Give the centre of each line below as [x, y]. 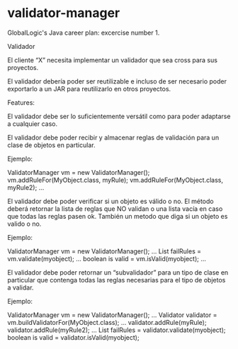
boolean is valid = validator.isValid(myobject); [73, 337]
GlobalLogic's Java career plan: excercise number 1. [84, 33]
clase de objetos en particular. [51, 145]
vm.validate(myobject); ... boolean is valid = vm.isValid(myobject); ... [107, 258]
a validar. [21, 287]
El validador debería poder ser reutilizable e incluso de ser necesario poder [117, 81]
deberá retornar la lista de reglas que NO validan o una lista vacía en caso [115, 208]
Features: [21, 102]
